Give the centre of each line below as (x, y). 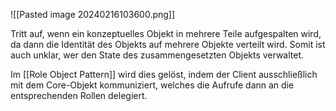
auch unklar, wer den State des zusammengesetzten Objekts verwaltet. (157, 55)
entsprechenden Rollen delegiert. (79, 95)
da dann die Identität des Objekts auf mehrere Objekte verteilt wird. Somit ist (168, 44)
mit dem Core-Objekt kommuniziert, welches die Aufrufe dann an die (152, 85)
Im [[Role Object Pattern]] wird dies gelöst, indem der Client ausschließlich (164, 74)
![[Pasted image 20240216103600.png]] (93, 14)
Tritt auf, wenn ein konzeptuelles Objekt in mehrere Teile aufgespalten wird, (166, 33)
